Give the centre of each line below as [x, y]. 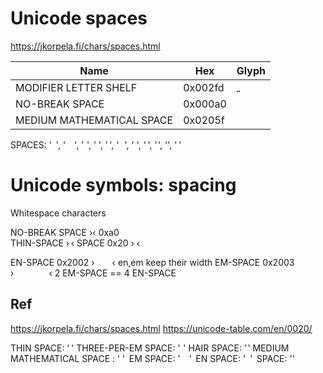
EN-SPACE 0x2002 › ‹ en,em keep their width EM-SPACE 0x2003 [152, 262]
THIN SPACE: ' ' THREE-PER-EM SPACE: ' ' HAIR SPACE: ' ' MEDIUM [150, 348]
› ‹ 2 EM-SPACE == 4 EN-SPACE [93, 273]
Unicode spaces [79, 18]
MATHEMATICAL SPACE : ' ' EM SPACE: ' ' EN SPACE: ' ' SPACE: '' [152, 358]
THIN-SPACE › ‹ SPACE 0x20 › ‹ [75, 243]
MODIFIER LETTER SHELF [76, 87]
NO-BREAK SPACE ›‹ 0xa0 [65, 232]
